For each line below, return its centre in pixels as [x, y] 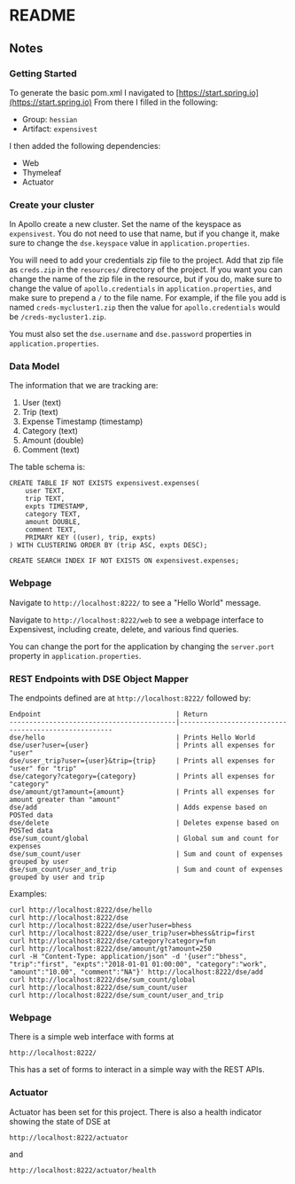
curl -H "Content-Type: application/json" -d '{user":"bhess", [128, 957]
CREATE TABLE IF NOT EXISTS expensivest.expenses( [105, 483]
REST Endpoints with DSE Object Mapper [99, 678]
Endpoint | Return [109, 715]
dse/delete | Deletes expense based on [144, 823]
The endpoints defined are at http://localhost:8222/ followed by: [130, 698]
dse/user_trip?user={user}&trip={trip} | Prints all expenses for [142, 761]
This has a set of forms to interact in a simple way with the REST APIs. [137, 1070]
